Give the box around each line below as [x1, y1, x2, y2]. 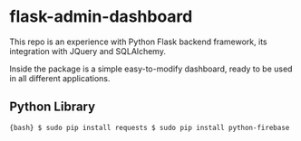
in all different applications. [9, 72, 111, 83]
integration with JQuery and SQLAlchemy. [9, 45, 166, 56]
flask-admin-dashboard [9, 6, 193, 27]
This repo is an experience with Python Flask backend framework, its [9, 36, 267, 47]
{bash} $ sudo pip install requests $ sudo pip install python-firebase [9, 123, 290, 132]
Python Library [9, 99, 96, 115]
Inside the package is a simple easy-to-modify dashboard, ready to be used [9, 63, 293, 74]
